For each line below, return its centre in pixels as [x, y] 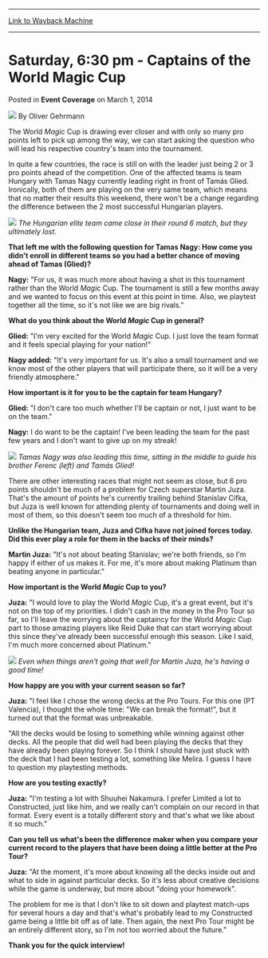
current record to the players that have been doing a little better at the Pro [133, 848]
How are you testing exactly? [57, 782]
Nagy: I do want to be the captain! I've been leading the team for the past [129, 432]
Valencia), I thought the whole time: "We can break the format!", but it [122, 709]
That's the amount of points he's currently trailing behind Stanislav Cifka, [128, 497]
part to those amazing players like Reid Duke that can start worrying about [130, 628]
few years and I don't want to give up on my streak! [93, 440]
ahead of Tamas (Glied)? [50, 264]
